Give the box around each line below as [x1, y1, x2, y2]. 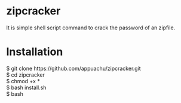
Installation [6, 45, 63, 59]
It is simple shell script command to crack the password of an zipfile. [6, 24, 176, 31]
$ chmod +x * [6, 77, 40, 84]
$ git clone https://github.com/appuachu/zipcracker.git [6, 65, 142, 72]
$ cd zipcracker [6, 71, 45, 78]
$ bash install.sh [6, 84, 47, 91]
